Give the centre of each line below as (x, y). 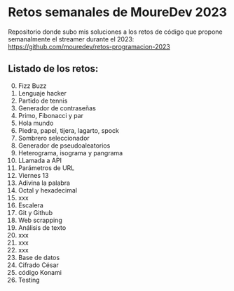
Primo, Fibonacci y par (50, 115)
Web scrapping (40, 220)
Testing (29, 280)
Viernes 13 (33, 175)
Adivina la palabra (44, 183)
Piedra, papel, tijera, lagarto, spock (69, 130)
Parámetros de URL (46, 168)
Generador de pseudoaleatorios (64, 145)
